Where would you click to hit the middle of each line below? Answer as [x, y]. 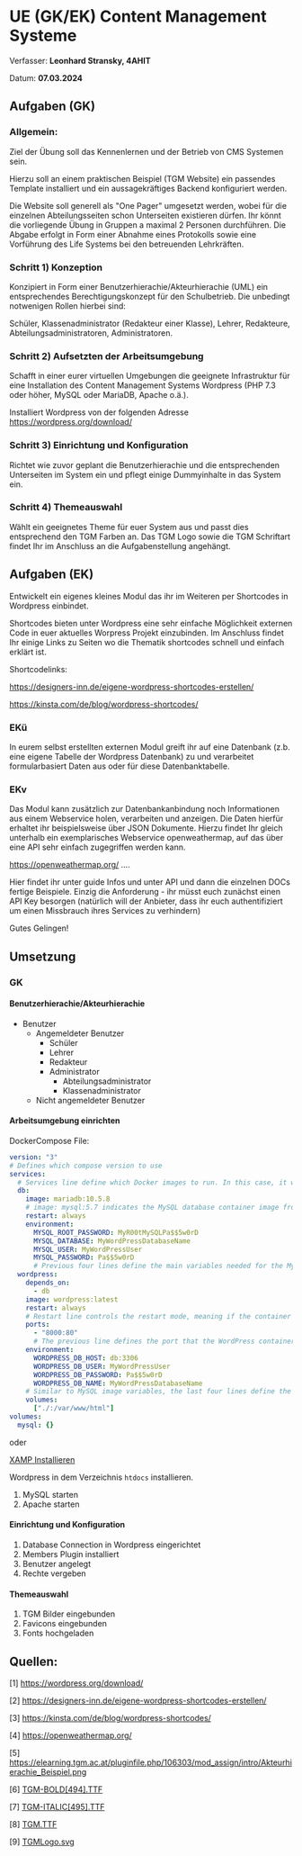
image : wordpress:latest [72, 1299]
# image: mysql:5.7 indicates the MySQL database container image [152, 1208]
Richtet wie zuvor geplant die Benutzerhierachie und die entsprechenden [145, 464]
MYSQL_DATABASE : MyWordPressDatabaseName [112, 1241]
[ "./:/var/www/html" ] [74, 1409]
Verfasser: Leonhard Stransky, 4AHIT [80, 60]
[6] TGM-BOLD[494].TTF [56, 1789]
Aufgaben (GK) [53, 107]
